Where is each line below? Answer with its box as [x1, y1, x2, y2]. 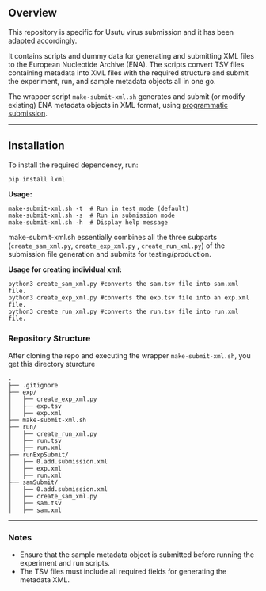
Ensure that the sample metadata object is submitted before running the [19, 550, 255, 559]
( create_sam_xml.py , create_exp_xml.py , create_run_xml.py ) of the [8, 241, 226, 250]
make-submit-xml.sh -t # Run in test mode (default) [8, 204, 190, 212]
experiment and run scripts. [19, 559, 111, 568]
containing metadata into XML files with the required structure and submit [8, 67, 249, 78]
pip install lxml [8, 175, 66, 183]
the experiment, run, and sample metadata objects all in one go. [8, 76, 216, 86]
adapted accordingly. [8, 36, 78, 45]
